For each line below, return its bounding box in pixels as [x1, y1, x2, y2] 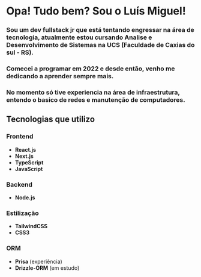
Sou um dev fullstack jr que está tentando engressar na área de [6, 26, 194, 34]
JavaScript [14, 165, 43, 172]
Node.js [14, 194, 35, 201]
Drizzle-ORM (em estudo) [14, 264, 80, 272]
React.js [14, 146, 37, 153]
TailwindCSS [14, 223, 48, 230]
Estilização [6, 209, 39, 217]
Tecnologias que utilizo [6, 114, 95, 125]
